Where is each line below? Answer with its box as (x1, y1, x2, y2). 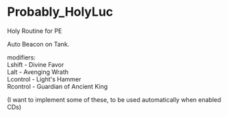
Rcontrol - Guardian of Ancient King (7, 82, 108, 90)
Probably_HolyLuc (7, 4, 114, 20)
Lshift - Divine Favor (7, 60, 64, 68)
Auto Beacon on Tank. (7, 40, 70, 48)
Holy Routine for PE (7, 27, 62, 35)
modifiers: (7, 53, 36, 62)
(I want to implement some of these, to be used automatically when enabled (7, 95, 221, 103)
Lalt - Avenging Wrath (7, 68, 69, 76)
